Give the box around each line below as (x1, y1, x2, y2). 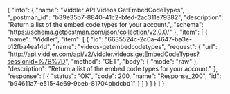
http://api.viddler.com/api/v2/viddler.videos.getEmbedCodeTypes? (10, 50, 200, 58)
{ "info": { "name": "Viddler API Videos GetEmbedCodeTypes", (7, 6, 185, 14)
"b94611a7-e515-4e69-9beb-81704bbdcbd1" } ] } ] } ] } (7, 79, 165, 87)
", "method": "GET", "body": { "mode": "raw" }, (65, 57, 199, 65)
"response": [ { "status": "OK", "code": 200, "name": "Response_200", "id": (7, 72, 222, 80)
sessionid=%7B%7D (7, 57, 66, 65)
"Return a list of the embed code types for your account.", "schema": (7, 21, 204, 28)
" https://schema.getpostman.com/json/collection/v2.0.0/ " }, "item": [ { (7, 28, 208, 36)
